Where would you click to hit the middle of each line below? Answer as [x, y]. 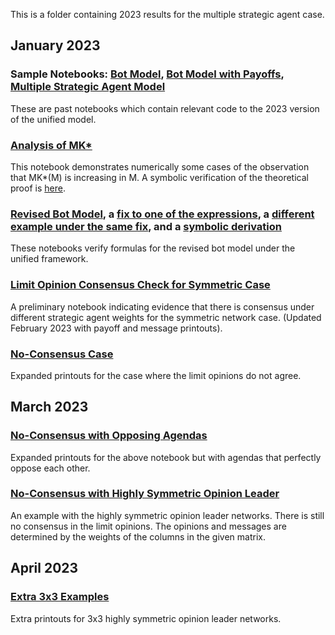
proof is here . [38, 188]
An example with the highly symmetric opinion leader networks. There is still [167, 515]
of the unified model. [53, 119]
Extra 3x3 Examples [60, 597]
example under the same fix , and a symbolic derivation [146, 226]
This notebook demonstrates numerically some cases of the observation [160, 166]
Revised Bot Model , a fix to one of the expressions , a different [162, 214]
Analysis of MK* [51, 145]
